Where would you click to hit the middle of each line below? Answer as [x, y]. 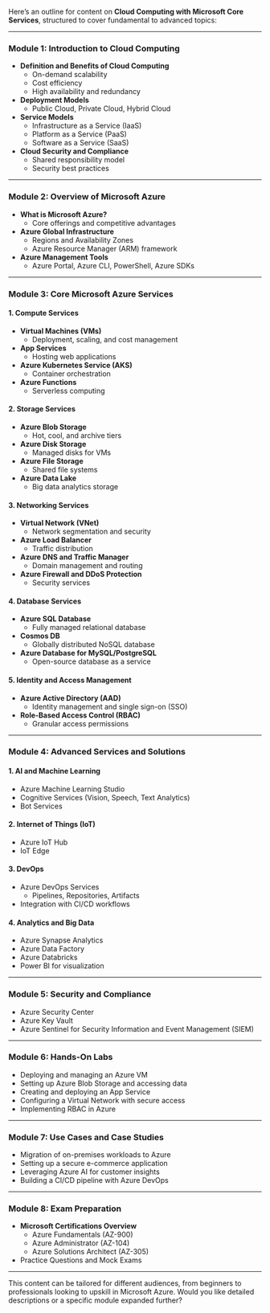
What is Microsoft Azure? [63, 214]
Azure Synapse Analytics [61, 940]
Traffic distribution [63, 549]
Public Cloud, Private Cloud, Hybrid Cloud [101, 108]
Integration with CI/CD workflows [75, 904]
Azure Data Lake [48, 478]
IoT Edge [35, 850]
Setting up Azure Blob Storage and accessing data [103, 1083]
